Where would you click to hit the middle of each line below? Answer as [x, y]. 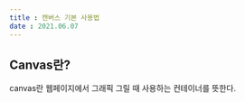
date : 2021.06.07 [44, 26]
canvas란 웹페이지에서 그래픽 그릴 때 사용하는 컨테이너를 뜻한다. [123, 88]
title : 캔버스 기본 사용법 [55, 18]
